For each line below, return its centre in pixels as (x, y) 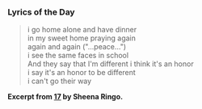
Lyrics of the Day (41, 12)
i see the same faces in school (78, 56)
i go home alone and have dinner (82, 30)
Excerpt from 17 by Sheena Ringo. (65, 97)
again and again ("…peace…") (77, 47)
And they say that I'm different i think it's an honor (111, 64)
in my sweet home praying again (82, 38)
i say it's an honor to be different (82, 73)
